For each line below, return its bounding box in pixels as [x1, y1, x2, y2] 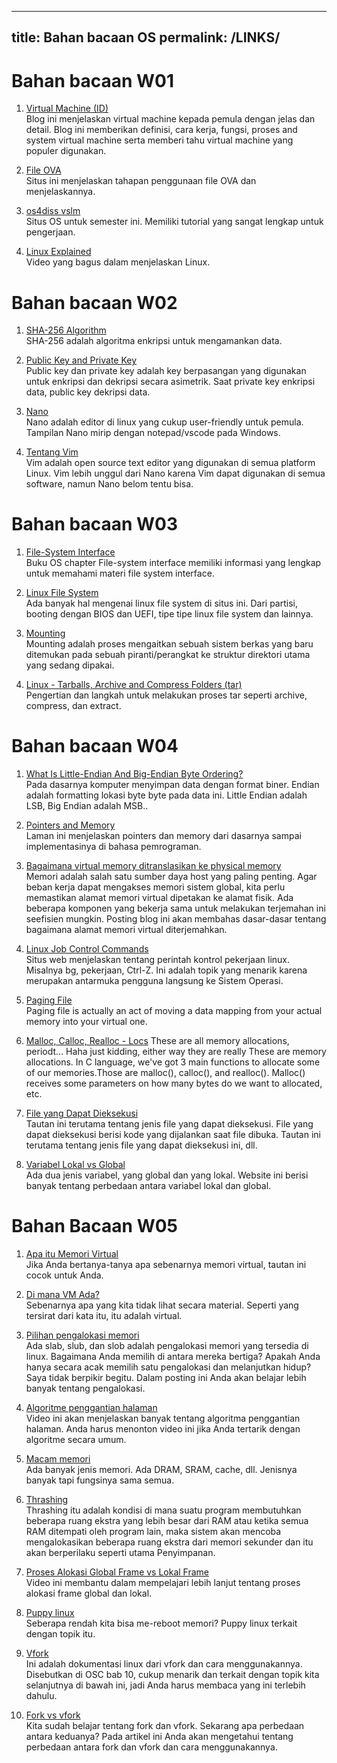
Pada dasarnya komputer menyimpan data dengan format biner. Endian [25, 779, 320, 791]
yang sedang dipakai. [25, 659, 115, 671]
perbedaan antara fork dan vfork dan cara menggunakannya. [25, 1741, 278, 1753]
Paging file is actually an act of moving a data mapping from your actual [25, 1005, 323, 1017]
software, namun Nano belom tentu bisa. [25, 478, 194, 490]
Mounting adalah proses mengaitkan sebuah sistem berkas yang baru [25, 638, 314, 650]
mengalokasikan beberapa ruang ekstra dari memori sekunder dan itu [25, 1536, 314, 1548]
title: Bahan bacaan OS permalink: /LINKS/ [11, 29, 281, 46]
